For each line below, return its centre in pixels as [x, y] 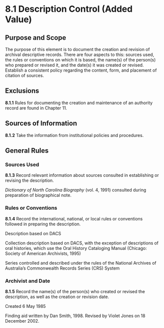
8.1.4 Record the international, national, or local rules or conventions [74, 219]
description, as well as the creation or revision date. [57, 297]
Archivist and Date [28, 281]
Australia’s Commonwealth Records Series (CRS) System [62, 268]
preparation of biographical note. [38, 195]
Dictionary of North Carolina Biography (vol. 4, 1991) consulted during [76, 190]
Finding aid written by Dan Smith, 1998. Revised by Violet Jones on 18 [75, 316]
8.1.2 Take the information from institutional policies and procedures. [74, 135]
